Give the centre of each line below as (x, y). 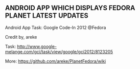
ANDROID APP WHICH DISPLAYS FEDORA (70, 8)
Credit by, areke (21, 37)
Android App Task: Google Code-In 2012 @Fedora (56, 27)
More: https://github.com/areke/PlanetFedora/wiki (56, 61)
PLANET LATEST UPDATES (47, 16)
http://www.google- (37, 46)
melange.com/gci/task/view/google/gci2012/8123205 (59, 51)
